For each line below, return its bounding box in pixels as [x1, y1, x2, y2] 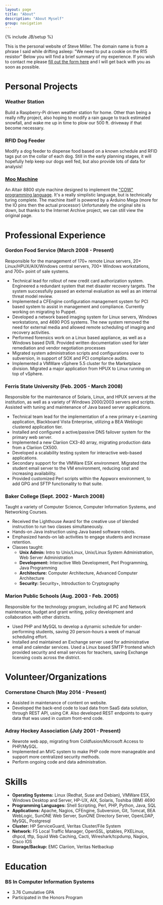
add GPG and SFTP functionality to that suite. [12, 481, 103, 487]
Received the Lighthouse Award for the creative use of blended [12, 519, 139, 524]
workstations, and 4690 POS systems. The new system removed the [12, 319, 149, 325]
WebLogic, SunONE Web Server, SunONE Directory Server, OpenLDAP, [12, 813, 154, 819]
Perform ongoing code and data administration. [12, 759, 107, 765]
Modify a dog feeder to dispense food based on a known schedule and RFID [5, 148, 158, 154]
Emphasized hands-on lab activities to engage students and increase [12, 534, 150, 540]
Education [5, 861, 47, 872]
